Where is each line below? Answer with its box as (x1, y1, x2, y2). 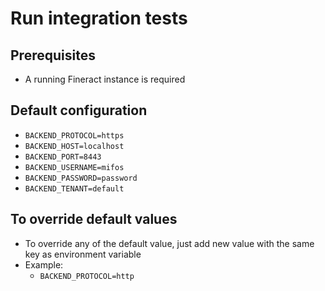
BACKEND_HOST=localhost (24, 141, 125, 151)
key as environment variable (24, 248, 142, 260)
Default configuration (10, 102, 148, 119)
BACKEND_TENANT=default (24, 183, 125, 194)
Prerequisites (10, 47, 96, 64)
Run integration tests (10, 7, 188, 30)
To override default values (10, 211, 178, 228)
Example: (24, 258, 64, 271)
